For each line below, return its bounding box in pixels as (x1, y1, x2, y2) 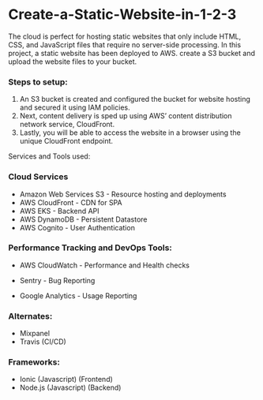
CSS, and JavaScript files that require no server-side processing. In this (8, 39, 242, 49)
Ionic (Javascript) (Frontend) (19, 375, 113, 384)
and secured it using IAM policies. (19, 103, 130, 112)
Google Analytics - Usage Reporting (19, 290, 137, 301)
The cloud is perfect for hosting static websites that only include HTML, (8, 32, 242, 41)
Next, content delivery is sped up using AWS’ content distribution (19, 111, 232, 121)
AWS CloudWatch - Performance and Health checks (19, 260, 190, 270)
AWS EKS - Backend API (19, 206, 100, 215)
